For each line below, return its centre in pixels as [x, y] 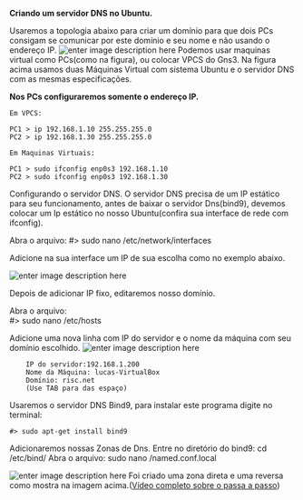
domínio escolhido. [45, 348]
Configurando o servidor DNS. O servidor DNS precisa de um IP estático [145, 194]
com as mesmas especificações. [71, 79]
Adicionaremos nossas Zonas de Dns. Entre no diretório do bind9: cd [138, 448]
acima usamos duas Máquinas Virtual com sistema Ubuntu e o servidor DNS [152, 69]
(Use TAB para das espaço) [77, 388]
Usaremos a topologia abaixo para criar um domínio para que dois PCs [142, 30]
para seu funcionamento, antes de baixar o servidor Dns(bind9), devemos [147, 203]
